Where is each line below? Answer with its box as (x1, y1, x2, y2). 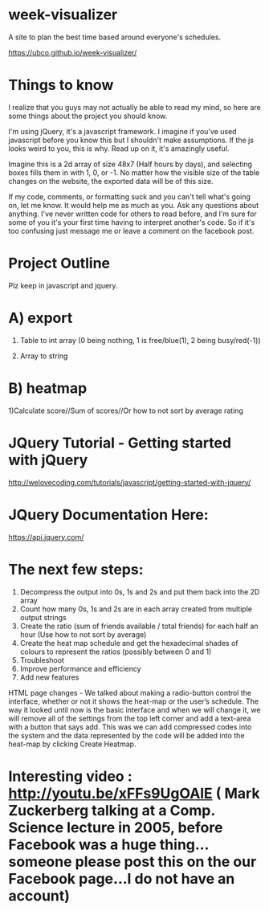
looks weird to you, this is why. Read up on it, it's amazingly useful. (8, 143, 230, 153)
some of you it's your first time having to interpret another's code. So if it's (8, 217, 255, 227)
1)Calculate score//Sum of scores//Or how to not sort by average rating (8, 406, 243, 415)
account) (8, 886, 71, 905)
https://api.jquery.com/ (8, 532, 84, 541)
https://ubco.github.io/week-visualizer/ (8, 47, 137, 57)
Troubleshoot (19, 655, 64, 664)
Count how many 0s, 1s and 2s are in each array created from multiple (19, 604, 253, 614)
